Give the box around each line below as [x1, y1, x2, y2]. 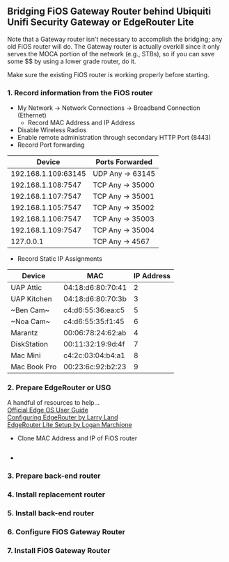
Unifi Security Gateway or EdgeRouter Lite [7, 17, 194, 29]
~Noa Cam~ [10, 316, 51, 326]
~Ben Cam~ [10, 305, 50, 315]
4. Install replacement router [7, 490, 106, 499]
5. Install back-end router [7, 508, 95, 518]
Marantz [10, 328, 38, 338]
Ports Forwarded [95, 157, 153, 167]
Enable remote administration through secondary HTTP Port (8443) [17, 134, 211, 142]
